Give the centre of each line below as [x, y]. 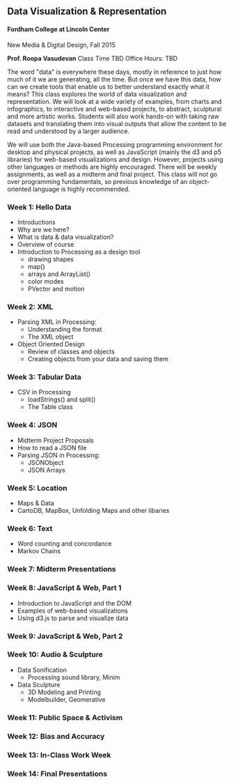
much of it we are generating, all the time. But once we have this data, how [114, 79]
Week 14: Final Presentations [57, 774]
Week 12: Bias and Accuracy [56, 736]
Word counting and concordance [65, 544]
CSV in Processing [44, 392]
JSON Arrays [47, 470]
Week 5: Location [37, 488]
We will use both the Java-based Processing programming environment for [115, 144]
